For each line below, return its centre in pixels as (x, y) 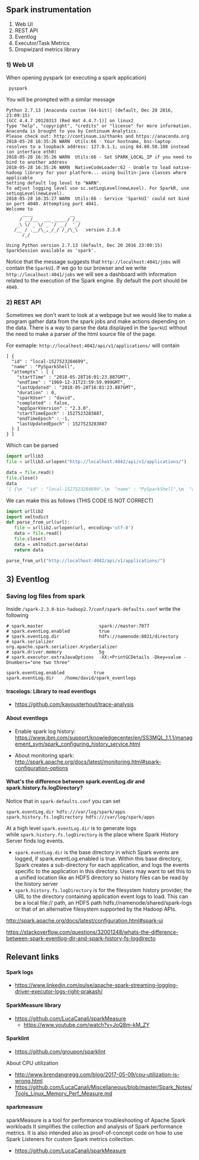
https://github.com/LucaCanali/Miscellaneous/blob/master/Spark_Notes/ (103, 1087)
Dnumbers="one (24, 663)
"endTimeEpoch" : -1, (43, 419)
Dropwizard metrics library (47, 49)
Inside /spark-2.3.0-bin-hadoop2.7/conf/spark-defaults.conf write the (93, 609)
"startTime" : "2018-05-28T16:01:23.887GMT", (74, 377)
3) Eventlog (28, 579)
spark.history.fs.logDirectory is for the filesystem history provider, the (103, 890)
